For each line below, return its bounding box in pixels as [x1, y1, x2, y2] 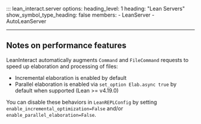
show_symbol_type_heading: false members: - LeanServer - [6, 11, 154, 18]
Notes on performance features [6, 41, 127, 51]
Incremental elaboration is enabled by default [14, 74, 127, 81]
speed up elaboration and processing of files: [6, 63, 118, 70]
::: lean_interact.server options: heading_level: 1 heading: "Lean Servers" [6, 5, 185, 12]
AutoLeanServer [6, 18, 47, 24]
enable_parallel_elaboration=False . [6, 111, 97, 118]
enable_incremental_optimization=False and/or [6, 104, 124, 112]
